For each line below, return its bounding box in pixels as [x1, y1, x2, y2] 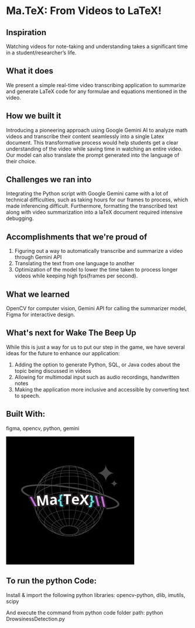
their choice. [6, 157, 36, 164]
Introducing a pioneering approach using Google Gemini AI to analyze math [6, 126, 188, 133]
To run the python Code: [6, 576, 97, 586]
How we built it [6, 111, 61, 121]
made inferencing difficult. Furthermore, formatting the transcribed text [6, 203, 177, 210]
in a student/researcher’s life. [6, 49, 77, 56]
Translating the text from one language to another [14, 260, 135, 267]
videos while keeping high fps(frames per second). [14, 272, 138, 279]
